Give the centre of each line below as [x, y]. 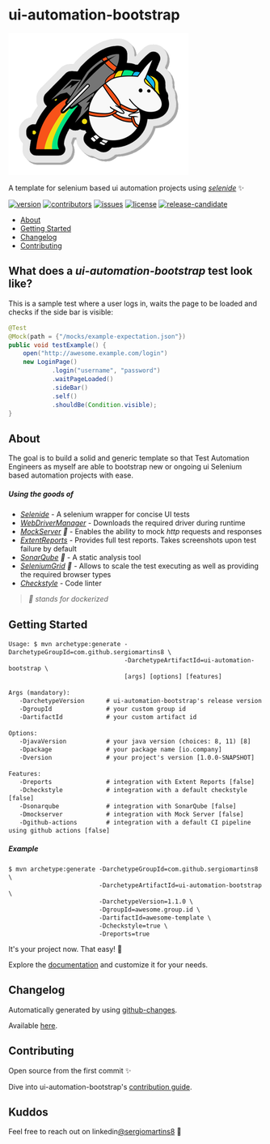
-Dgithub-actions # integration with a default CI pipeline [135, 822]
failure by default [48, 549]
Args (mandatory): [39, 692]
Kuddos [28, 1112]
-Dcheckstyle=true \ [133, 926]
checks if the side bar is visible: [61, 312]
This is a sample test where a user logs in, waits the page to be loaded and [133, 303]
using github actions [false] [59, 830]
